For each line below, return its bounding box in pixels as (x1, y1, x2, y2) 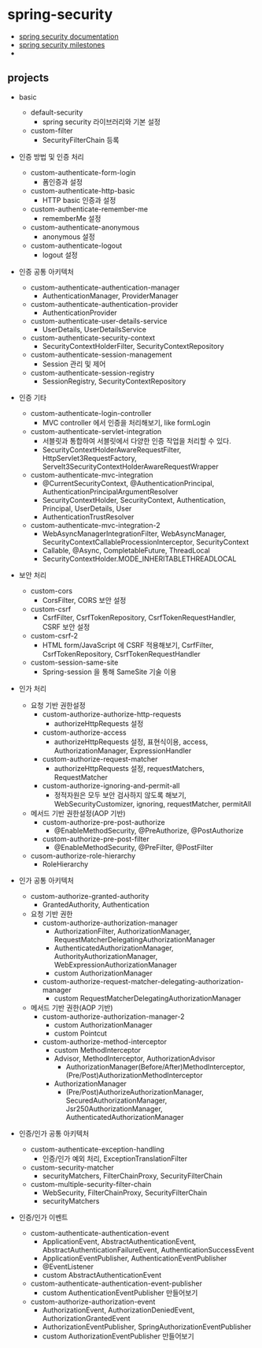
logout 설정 (42, 250, 78, 260)
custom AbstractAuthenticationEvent (42, 1270, 162, 1279)
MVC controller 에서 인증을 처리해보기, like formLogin (42, 418, 211, 427)
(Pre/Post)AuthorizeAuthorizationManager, (65, 1087, 204, 1096)
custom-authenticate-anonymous (30, 223, 140, 232)
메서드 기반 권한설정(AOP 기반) (30, 808, 127, 818)
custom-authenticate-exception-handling (30, 1144, 164, 1154)
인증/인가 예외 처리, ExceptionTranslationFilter (42, 1154, 188, 1163)
